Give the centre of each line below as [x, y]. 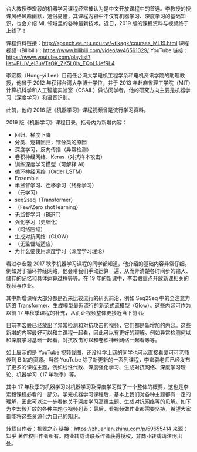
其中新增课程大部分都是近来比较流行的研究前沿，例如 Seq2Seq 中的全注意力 [98, 298]
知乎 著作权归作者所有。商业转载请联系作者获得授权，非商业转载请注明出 [94, 436]
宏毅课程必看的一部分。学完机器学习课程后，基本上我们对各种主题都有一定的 [98, 394]
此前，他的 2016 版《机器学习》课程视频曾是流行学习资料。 [78, 110]
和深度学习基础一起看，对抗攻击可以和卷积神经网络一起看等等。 [83, 340]
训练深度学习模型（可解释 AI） [51, 164]
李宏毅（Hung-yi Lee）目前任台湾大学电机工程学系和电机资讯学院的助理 [93, 75]
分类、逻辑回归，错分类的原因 [50, 142]
